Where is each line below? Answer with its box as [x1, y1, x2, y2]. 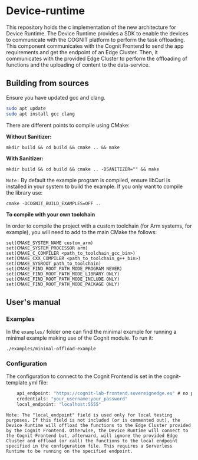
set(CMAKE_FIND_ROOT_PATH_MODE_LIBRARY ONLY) [6, 271, 120, 277]
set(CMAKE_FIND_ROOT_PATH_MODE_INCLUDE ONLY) [6, 276, 120, 282]
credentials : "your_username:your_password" [16, 396, 128, 402]
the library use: [6, 189, 43, 196]
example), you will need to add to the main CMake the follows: [6, 228, 157, 235]
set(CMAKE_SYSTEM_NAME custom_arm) [6, 240, 94, 246]
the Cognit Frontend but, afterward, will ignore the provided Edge [6, 433, 178, 439]
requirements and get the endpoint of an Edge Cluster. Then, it [6, 48, 158, 55]
